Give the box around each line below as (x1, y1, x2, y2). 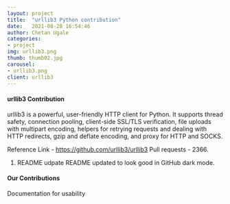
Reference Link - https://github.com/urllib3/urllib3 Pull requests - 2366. (7, 145, 209, 153)
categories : (7, 36, 41, 42)
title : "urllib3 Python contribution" (7, 16, 122, 23)
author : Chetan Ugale (7, 29, 69, 36)
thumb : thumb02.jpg (7, 55, 63, 62)
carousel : (7, 61, 36, 68)
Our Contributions (7, 174, 60, 182)
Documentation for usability (7, 189, 86, 197)
